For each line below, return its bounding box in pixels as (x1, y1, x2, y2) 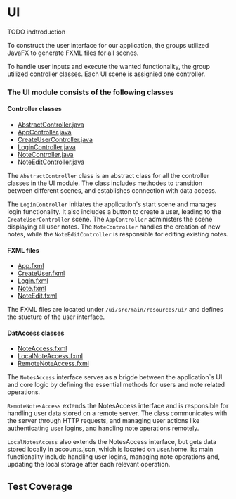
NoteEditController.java (17, 158, 85, 166)
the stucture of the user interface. (7, 312, 105, 321)
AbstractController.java (17, 120, 84, 129)
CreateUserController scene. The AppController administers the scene (7, 215, 213, 224)
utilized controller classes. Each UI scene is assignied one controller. (7, 70, 206, 78)
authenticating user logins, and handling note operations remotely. (7, 424, 199, 433)
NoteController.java (17, 151, 74, 159)
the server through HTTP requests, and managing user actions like (7, 417, 200, 425)
